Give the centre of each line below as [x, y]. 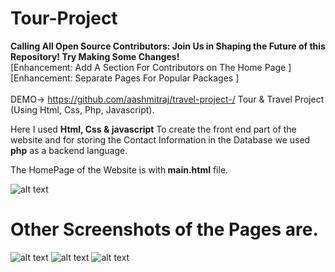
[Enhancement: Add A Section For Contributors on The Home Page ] [151, 67]
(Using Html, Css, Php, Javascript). [82, 109]
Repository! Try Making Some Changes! [95, 56]
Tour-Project [64, 18]
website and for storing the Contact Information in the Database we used [160, 139]
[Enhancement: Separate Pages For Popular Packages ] [125, 78]
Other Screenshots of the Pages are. [164, 229]
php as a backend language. [69, 150]
